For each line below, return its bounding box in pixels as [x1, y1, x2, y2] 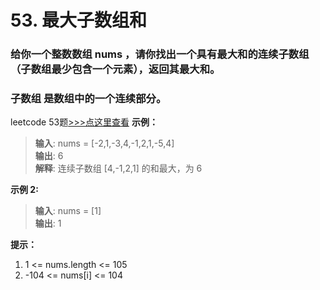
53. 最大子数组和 [10, 9, 148, 32]
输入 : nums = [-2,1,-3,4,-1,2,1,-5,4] [34, 137, 175, 150]
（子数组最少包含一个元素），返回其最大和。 [10, 62, 221, 76]
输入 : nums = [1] [34, 205, 102, 217]
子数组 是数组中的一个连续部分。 [10, 92, 167, 106]
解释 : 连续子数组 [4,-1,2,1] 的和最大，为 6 [34, 162, 203, 175]
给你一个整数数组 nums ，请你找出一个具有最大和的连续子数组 [10, 47, 310, 61]
